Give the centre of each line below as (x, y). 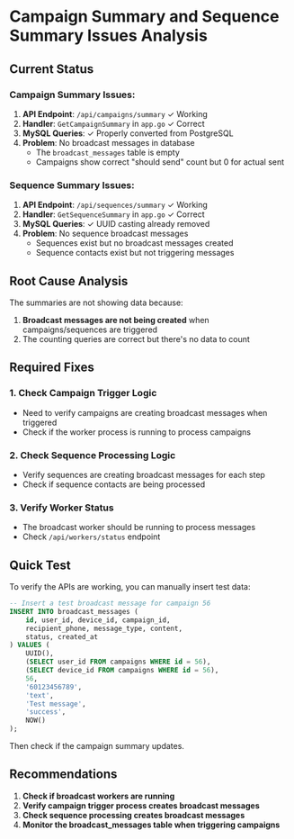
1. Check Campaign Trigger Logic (83, 393)
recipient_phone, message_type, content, (104, 628)
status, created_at (62, 636)
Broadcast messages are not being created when (116, 320)
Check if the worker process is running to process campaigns (137, 432)
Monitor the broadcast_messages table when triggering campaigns (151, 825)
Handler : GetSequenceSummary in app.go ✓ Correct (113, 214)
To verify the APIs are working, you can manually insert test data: (130, 587)
